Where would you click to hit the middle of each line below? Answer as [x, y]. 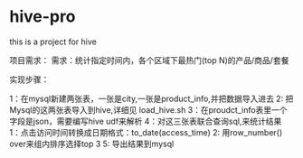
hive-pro [43, 17]
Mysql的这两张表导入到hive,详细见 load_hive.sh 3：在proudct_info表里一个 [148, 109]
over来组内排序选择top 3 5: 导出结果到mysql [92, 144]
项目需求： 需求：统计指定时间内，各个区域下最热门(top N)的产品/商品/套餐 [149, 60]
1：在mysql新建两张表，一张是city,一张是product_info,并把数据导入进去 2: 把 [151, 98]
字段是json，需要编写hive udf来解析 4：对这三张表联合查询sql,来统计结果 [146, 121]
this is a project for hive [53, 42]
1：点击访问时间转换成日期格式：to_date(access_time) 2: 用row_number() [146, 132]
